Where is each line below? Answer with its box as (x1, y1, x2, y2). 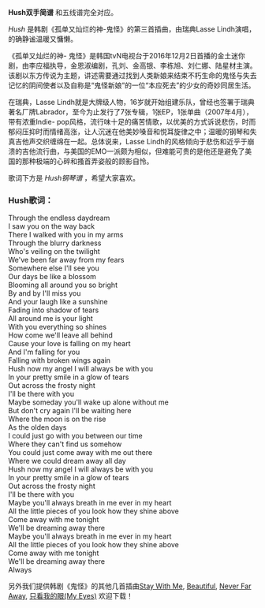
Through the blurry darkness (8, 238, 102, 248)
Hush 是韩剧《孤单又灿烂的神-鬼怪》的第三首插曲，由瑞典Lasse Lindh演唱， (8, 24, 256, 34)
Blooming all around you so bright (8, 280, 118, 290)
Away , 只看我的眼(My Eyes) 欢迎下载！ (8, 591, 134, 601)
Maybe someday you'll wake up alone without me (8, 397, 170, 407)
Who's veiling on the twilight (8, 247, 100, 256)
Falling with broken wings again (8, 356, 111, 365)
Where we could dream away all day (8, 457, 126, 466)
